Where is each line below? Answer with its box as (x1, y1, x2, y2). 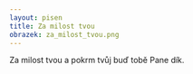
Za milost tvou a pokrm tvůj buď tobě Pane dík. (9, 55, 185, 66)
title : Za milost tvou (9, 22, 95, 31)
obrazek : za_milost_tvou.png (9, 30, 120, 39)
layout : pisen (9, 13, 63, 23)
